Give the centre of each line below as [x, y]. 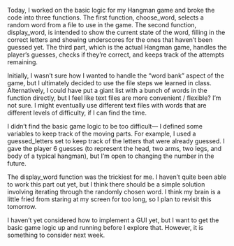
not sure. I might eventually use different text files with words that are [107, 105]
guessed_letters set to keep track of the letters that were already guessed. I [116, 141]
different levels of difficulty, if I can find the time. [77, 113]
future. [17, 163]
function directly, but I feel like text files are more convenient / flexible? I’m [114, 98]
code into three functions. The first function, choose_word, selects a [105, 17]
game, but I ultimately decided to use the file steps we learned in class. [109, 83]
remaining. [23, 62]
